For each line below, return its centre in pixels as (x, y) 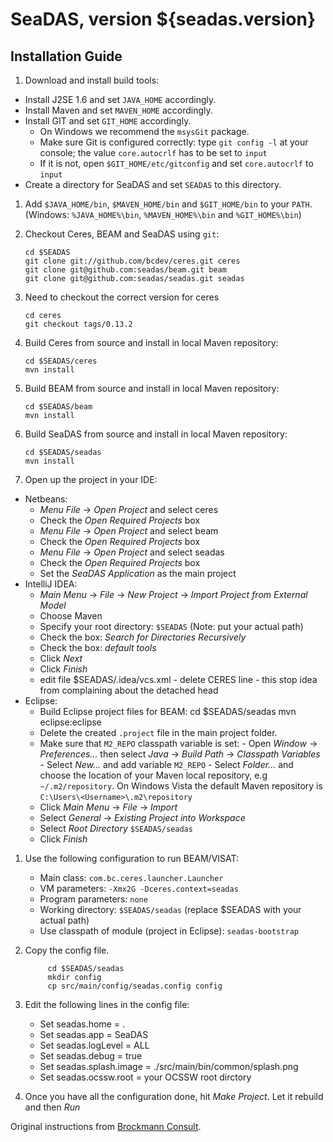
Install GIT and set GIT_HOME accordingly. (108, 121)
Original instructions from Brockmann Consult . (106, 1126)
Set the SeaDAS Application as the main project (138, 573)
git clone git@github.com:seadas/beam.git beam (125, 270)
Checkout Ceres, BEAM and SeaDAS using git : (122, 234)
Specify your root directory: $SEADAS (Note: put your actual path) (171, 626)
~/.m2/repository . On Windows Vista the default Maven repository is (181, 786)
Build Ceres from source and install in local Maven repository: (151, 342)
